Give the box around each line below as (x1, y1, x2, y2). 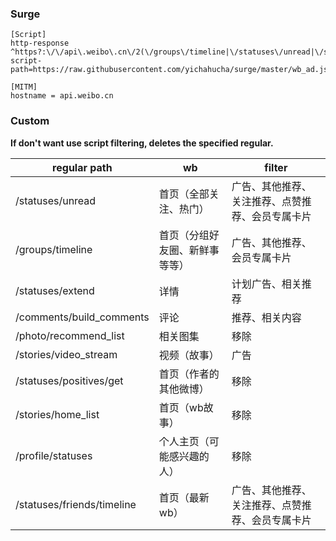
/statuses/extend (15, 283, 95, 297)
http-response (10, 38, 70, 49)
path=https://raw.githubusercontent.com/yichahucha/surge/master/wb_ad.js (10, 65, 329, 75)
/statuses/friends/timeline (15, 497, 137, 511)
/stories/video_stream (15, 347, 118, 361)
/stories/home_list (15, 407, 100, 421)
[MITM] (10, 82, 38, 92)
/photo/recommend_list (15, 328, 125, 342)
